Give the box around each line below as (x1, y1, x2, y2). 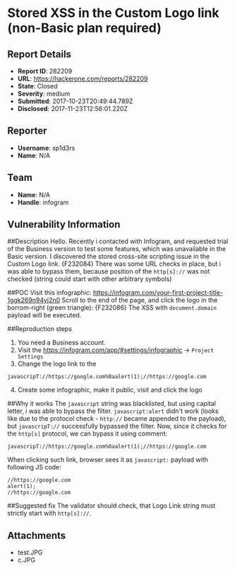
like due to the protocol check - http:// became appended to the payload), (7, 414, 227, 423)
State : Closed (17, 82, 58, 90)
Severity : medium (17, 90, 71, 98)
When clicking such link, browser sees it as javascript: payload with (7, 455, 208, 464)
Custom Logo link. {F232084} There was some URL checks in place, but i (7, 260, 221, 268)
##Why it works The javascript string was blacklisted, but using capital (7, 400, 217, 408)
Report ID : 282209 (17, 67, 73, 75)
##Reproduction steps (7, 325, 73, 333)
